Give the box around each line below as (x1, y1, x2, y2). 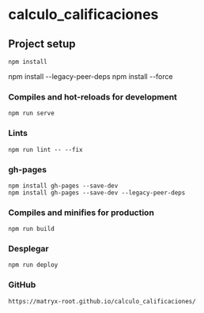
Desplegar (8, 243, 49, 255)
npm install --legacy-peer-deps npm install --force (8, 72, 173, 81)
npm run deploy (8, 261, 59, 270)
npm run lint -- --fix (8, 145, 83, 153)
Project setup (8, 37, 77, 51)
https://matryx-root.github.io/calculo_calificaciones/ (8, 297, 196, 305)
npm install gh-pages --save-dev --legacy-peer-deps (8, 188, 186, 197)
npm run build (8, 225, 55, 233)
